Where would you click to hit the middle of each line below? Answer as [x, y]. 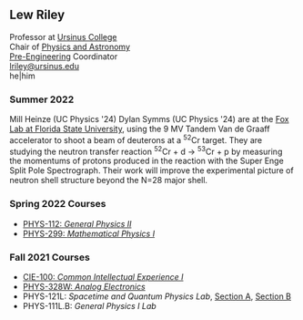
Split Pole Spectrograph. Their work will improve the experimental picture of [151, 170]
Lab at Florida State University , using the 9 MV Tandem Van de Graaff [140, 129]
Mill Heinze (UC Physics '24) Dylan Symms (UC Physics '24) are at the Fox [149, 119]
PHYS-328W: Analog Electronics [84, 287]
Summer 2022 [42, 99]
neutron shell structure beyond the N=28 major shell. [108, 181]
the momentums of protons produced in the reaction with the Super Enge [146, 161]
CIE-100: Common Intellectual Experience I [103, 277]
